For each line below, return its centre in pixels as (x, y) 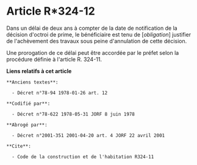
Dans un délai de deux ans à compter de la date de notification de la (92, 28)
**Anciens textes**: (33, 82)
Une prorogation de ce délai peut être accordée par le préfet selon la (93, 52)
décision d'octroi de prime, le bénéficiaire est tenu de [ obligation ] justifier (99, 34)
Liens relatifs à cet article (39, 71)
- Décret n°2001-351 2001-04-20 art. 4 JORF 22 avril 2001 (88, 135)
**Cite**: (19, 146)
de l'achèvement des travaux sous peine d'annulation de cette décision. (97, 41)
